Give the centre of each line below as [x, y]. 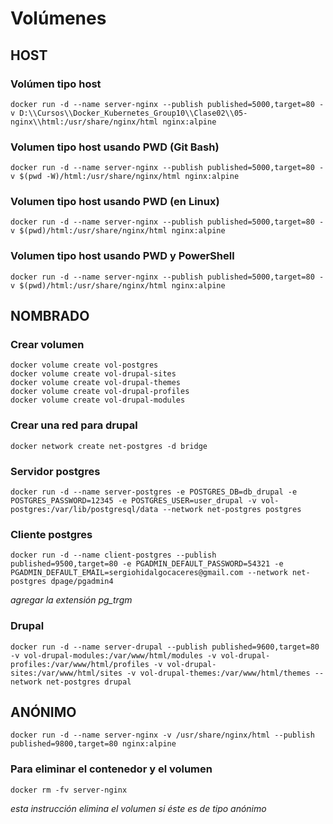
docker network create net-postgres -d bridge [109, 446]
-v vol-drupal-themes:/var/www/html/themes [218, 673]
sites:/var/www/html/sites [66, 673]
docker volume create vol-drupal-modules [98, 400]
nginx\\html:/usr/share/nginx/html [84, 122]
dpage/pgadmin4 [82, 582]
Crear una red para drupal [74, 425]
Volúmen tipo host [56, 84]
